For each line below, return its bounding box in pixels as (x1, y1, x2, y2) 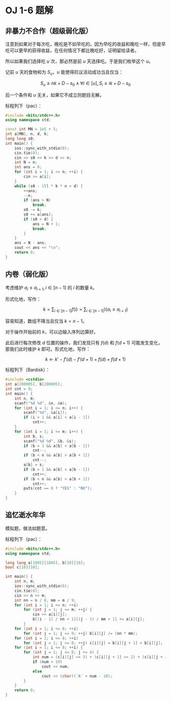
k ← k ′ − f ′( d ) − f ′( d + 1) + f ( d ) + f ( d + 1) (45, 356, 126, 362)
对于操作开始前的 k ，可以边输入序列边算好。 (5, 329, 98, 335)
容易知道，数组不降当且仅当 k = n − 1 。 (5, 318, 88, 324)
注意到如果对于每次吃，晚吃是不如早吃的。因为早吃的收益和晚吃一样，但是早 (5, 41, 166, 47)
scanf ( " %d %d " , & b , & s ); (23, 439, 76, 444)
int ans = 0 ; (14, 165, 42, 170)
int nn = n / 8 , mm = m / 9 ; (14, 598, 76, 603)
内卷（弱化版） (5, 270, 52, 279)
